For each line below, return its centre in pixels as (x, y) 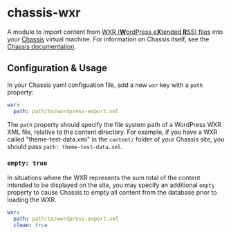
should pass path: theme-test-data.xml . (65, 146)
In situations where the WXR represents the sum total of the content (104, 177)
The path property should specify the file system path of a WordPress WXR (114, 124)
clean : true (31, 225)
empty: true (27, 163)
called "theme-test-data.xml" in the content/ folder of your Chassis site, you (116, 139)
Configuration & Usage (57, 68)
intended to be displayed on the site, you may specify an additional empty (111, 185)
